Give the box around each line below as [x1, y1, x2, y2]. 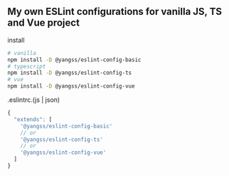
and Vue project [7, 17, 80, 29]
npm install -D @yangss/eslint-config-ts [7, 69, 132, 77]
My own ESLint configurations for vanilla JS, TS [7, 6, 223, 18]
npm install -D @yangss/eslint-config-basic [7, 56, 142, 63]
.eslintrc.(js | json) [7, 95, 60, 104]
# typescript [7, 63, 46, 70]
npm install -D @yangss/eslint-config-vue [7, 83, 135, 90]
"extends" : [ [14, 115, 53, 123]
